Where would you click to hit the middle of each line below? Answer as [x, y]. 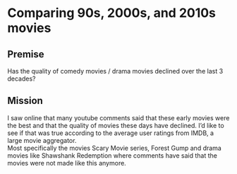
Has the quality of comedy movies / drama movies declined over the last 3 [115, 71]
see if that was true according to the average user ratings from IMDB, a [110, 133]
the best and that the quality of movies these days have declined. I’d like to [116, 125]
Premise [26, 54]
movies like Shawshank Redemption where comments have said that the [112, 155]
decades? [22, 79]
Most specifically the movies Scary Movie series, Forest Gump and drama [115, 148]
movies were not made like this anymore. [67, 163]
